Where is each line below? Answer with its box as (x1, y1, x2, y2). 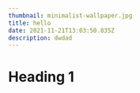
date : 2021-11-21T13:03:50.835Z (8, 26, 115, 34)
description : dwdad (8, 33, 73, 42)
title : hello (8, 19, 51, 27)
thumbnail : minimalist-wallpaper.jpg (8, 11, 133, 20)
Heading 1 (8, 68, 75, 86)
